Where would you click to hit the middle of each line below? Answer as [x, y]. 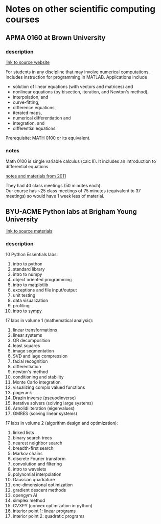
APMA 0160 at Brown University [56, 38]
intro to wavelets [29, 469]
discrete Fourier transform [39, 459]
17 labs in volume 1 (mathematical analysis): [49, 320]
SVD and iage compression [40, 356]
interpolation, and [30, 97]
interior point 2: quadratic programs [48, 516]
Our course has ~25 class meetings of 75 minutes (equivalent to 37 [73, 191]
